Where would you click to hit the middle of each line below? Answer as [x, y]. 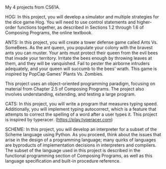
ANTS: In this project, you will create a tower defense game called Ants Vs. [82, 42]
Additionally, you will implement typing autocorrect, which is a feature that [81, 109]
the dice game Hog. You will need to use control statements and [71, 22]
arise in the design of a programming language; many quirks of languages [81, 140]
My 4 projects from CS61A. [33, 7]
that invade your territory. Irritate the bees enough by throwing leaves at [79, 58]
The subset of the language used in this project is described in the [73, 150]
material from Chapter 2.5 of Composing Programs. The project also [75, 89]
